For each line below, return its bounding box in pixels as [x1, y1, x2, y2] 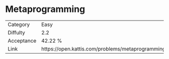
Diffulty [8, 29, 25, 36]
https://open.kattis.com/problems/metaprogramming [41, 45, 166, 52]
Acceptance [8, 37, 37, 44]
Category [8, 21, 30, 28]
